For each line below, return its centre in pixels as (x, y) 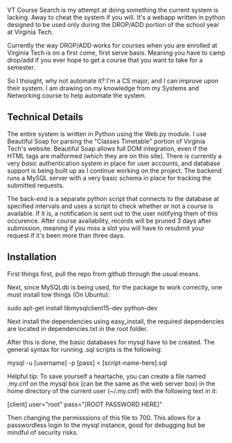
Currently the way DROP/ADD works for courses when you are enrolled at (112, 45)
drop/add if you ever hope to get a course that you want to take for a (105, 60)
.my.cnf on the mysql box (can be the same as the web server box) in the (111, 384)
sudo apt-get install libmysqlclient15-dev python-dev (82, 308)
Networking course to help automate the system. (77, 95)
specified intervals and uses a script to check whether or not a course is (110, 206)
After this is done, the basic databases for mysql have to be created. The (111, 342)
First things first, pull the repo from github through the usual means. (104, 274)
